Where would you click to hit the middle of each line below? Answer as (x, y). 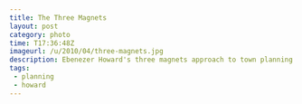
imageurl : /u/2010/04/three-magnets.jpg (87, 52)
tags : (19, 69)
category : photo (40, 34)
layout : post (34, 26)
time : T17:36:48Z (42, 43)
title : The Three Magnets (58, 18)
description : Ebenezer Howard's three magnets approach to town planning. (153, 60)
